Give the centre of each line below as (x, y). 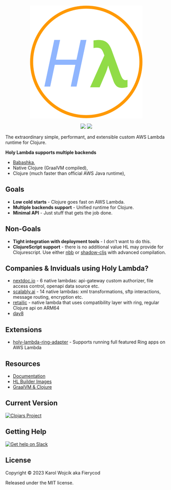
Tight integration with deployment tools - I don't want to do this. (82, 241)
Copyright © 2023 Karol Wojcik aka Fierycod (53, 473)
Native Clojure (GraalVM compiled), (50, 168)
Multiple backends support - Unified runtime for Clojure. (73, 207)
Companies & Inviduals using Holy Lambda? (77, 269)
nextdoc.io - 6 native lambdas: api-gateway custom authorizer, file (83, 281)
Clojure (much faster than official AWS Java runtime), (69, 173)
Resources (23, 364)
